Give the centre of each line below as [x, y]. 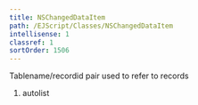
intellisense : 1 [39, 34]
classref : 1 [31, 42]
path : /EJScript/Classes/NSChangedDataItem [91, 26]
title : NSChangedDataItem [57, 17]
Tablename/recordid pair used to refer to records [99, 76]
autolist [36, 93]
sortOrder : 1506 [39, 51]
